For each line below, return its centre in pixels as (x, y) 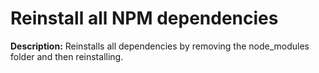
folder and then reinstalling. (67, 56)
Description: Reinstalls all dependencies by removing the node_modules (160, 46)
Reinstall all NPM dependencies (144, 18)
